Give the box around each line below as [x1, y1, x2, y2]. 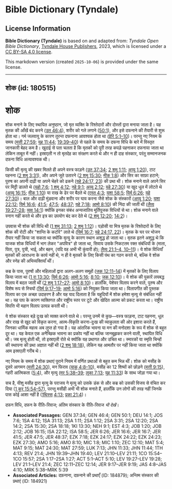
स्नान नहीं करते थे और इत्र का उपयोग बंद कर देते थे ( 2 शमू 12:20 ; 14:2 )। [5, 213, 128, 219]
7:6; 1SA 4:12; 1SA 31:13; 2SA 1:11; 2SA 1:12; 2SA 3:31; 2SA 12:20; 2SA [12, 418, 159, 424]
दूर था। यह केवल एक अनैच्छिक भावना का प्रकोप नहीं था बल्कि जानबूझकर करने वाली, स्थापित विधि [5, 331, 163, 337]
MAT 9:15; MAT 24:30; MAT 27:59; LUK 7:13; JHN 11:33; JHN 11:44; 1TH [12, 445, 163, 451]
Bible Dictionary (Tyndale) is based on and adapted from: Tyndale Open [5, 38, 159, 44]
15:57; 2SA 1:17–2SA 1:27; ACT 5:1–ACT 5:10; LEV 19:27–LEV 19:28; [23, 456, 162, 462]
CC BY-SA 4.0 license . [5, 49, 53, 55]
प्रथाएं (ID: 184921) [12, 478, 48, 484]
